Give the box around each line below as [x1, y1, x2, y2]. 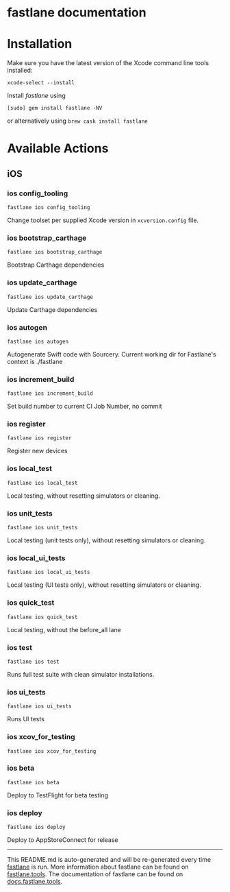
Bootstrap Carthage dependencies [7, 261, 105, 269]
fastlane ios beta [7, 779, 60, 786]
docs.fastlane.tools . [7, 878, 63, 886]
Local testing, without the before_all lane [7, 625, 122, 634]
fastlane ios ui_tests [7, 703, 72, 710]
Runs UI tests [7, 715, 44, 723]
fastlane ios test [7, 658, 60, 665]
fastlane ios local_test [7, 479, 78, 486]
